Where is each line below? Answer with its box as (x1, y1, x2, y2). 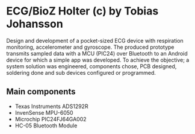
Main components (6, 86, 76, 97)
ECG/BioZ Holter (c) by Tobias (6, 4, 159, 18)
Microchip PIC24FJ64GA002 (14, 115, 87, 123)
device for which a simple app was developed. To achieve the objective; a (6, 56, 190, 63)
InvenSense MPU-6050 (14, 109, 73, 116)
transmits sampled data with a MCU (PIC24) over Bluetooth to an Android (6, 49, 188, 57)
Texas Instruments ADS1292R (14, 103, 88, 110)
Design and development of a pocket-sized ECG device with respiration (6, 37, 184, 44)
